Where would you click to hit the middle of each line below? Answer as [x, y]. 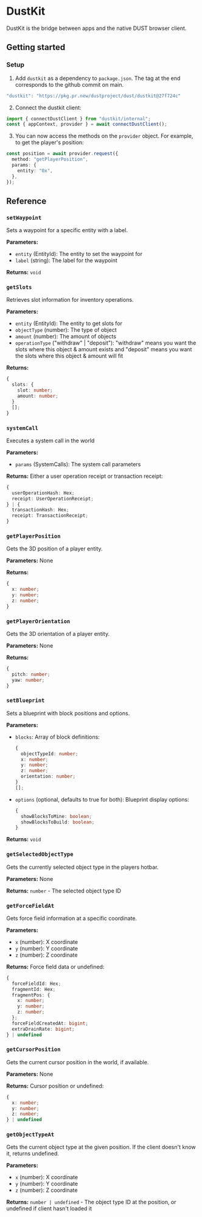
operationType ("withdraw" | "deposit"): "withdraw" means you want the [106, 343]
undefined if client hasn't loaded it [49, 1208]
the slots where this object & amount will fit [69, 356]
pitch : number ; [31, 674]
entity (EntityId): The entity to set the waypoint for [79, 254]
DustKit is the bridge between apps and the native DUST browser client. [96, 28]
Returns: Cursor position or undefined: [55, 1086]
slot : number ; [35, 390]
